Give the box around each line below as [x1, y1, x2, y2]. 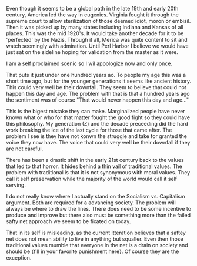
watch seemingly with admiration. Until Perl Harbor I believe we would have [6, 42, 189, 49]
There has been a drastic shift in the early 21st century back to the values [6, 157, 184, 163]
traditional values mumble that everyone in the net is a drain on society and [6, 242, 188, 248]
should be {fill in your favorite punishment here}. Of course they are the [6, 248, 179, 255]
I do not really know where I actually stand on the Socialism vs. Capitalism [6, 193, 185, 200]
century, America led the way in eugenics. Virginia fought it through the [6, 11, 179, 18]
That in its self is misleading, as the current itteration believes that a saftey [6, 229, 186, 236]
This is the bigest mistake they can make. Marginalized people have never [6, 108, 185, 115]
